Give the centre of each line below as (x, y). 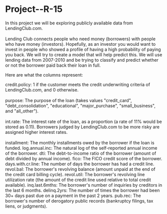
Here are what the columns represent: (44, 75)
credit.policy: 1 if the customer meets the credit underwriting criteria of (78, 84)
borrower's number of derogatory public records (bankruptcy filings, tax (79, 201)
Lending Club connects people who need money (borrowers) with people (81, 39)
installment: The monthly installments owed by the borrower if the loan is (80, 142)
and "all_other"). (22, 111)
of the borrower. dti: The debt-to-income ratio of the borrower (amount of (81, 153)
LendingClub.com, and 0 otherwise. (42, 90)
